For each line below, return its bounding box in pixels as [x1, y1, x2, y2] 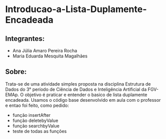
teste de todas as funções [12, 128, 67, 134]
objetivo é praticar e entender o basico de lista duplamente [24, 92, 147, 98]
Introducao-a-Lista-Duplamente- [5, 4, 147, 15]
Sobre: [5, 67, 27, 76]
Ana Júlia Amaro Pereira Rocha [12, 48, 77, 53]
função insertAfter [12, 112, 51, 118]
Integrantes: [5, 34, 45, 43]
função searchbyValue [12, 122, 60, 129]
